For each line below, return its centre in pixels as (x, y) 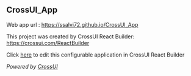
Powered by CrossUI (32, 66)
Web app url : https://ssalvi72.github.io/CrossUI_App (72, 24)
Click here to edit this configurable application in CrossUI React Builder (95, 55)
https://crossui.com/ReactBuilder (48, 43)
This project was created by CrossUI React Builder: (70, 36)
